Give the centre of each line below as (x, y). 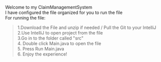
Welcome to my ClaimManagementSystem (49, 7)
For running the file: (25, 18)
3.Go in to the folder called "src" (50, 38)
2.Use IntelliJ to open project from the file (60, 33)
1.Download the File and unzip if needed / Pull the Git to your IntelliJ (87, 27)
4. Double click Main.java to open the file (59, 43)
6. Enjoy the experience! (42, 54)
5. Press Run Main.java (41, 49)
